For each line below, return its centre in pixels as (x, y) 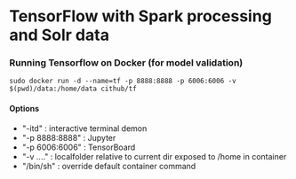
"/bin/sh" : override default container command (109, 166)
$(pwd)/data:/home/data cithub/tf (73, 89)
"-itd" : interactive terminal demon (84, 128)
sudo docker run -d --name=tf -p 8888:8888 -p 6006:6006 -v (123, 82)
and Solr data (59, 35)
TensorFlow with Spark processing (141, 16)
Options (24, 109)
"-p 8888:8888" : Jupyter (69, 137)
